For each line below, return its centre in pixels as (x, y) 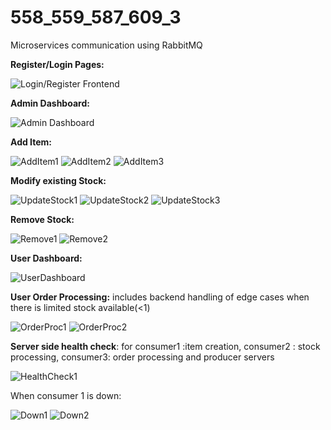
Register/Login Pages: (57, 64)
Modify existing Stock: (58, 180)
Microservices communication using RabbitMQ (106, 45)
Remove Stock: (42, 219)
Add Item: (31, 142)
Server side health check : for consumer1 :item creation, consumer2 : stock (165, 346)
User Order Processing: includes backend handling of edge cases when (160, 297)
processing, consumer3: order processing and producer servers (142, 357)
